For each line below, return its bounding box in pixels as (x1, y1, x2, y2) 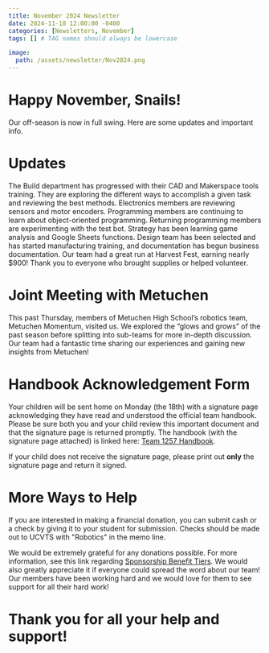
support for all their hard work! (8, 581, 110, 592)
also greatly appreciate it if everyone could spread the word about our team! (8, 564, 261, 574)
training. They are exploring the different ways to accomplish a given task (8, 189, 251, 199)
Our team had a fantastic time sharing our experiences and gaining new (8, 338, 246, 348)
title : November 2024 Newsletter (8, 11, 120, 20)
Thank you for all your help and (8, 610, 220, 628)
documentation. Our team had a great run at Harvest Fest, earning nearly (8, 249, 250, 258)
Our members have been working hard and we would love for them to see (8, 573, 252, 583)
